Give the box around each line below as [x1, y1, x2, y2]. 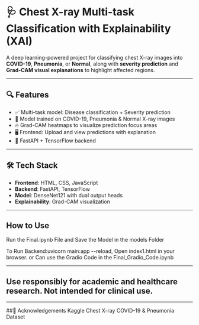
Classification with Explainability [6, 22, 171, 35]
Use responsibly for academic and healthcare [6, 277, 178, 287]
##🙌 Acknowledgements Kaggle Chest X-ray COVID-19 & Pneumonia [6, 307, 175, 314]
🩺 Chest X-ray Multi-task [6, 5, 134, 19]
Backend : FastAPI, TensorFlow [14, 185, 91, 193]
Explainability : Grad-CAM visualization [14, 198, 111, 205]
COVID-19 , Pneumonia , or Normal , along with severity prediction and [6, 60, 179, 67]
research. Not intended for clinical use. [6, 285, 153, 296]
